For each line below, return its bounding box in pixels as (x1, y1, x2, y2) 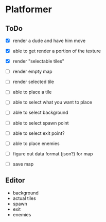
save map (12, 160, 34, 167)
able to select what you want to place (12, 99, 93, 106)
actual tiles (12, 195, 36, 201)
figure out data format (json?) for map (12, 150, 93, 157)
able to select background (12, 109, 68, 116)
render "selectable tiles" (12, 58, 64, 65)
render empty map (12, 68, 52, 75)
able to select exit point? (12, 130, 65, 136)
